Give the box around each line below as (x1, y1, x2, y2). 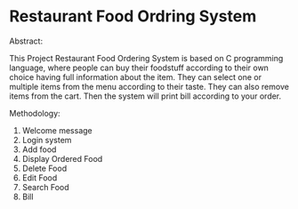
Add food (21, 144, 57, 155)
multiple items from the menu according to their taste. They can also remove (9, 81, 289, 92)
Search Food (21, 181, 69, 192)
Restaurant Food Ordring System (9, 6, 257, 27)
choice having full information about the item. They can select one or (9, 71, 262, 82)
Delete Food (21, 163, 68, 173)
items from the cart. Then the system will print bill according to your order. (9, 91, 282, 101)
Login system (21, 134, 72, 145)
